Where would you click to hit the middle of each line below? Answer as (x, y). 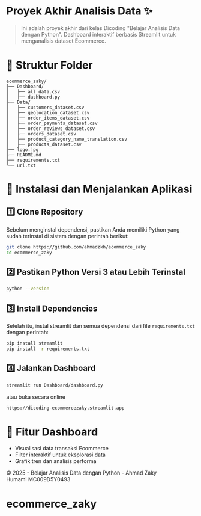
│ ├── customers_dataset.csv (45, 107)
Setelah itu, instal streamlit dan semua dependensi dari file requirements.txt (100, 326)
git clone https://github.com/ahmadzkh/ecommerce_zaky (76, 247)
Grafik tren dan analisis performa (56, 461)
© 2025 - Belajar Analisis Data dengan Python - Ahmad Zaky (82, 473)
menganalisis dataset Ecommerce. (63, 41)
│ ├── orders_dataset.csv (41, 134)
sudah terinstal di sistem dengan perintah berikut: (67, 236)
